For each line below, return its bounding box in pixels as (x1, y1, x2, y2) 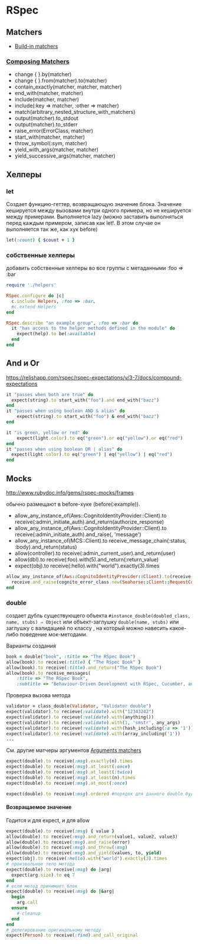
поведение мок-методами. (19, 631, 88, 638)
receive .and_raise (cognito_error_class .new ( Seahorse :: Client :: (11, 579, 170, 585)
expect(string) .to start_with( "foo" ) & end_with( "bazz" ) (16, 414, 160, 420)
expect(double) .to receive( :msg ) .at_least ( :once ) (6, 764, 131, 770)
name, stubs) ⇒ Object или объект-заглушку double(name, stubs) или (6, 618, 179, 625)
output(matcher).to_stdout (14, 115, 78, 122)
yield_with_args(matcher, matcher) (14, 146, 99, 153)
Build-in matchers (14, 43, 58, 50)
